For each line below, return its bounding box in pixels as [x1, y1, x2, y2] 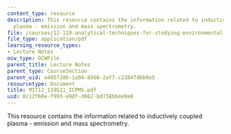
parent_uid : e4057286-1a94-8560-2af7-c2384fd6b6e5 [7, 74, 155, 81]
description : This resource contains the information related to [7, 16, 198, 23]
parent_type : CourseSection [7, 67, 88, 74]
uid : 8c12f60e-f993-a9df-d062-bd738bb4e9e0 [7, 93, 134, 100]
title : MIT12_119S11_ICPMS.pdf [7, 87, 97, 93]
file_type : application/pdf [7, 36, 88, 43]
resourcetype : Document [7, 80, 76, 87]
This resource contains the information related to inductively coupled [7, 112, 203, 120]
